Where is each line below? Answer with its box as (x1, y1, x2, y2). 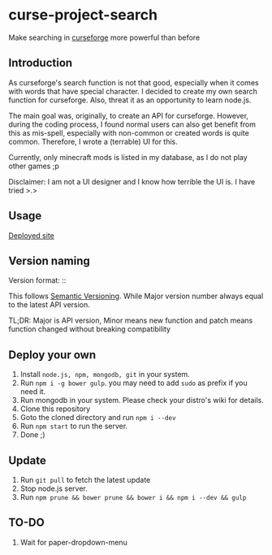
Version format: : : (8, 275, 67, 285)
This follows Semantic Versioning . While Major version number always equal (8, 291, 264, 301)
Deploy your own (8, 348, 96, 362)
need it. (19, 387, 46, 397)
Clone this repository (19, 404, 91, 414)
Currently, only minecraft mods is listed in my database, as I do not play (8, 152, 248, 162)
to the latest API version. (8, 300, 91, 310)
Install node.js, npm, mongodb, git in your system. (19, 370, 191, 379)
